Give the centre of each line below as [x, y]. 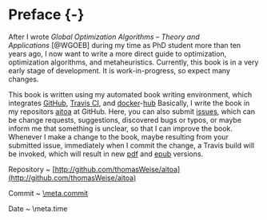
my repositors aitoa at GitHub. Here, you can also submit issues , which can [132, 111]
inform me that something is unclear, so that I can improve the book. [121, 128]
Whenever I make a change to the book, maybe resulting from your [119, 136]
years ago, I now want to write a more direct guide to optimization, [118, 53]
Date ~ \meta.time [38, 208]
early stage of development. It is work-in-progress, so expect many [119, 70]
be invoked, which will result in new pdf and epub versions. [106, 154]
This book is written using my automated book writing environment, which [130, 94]
